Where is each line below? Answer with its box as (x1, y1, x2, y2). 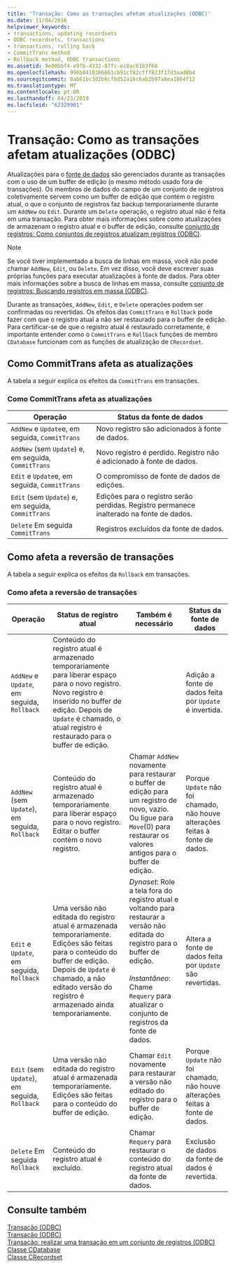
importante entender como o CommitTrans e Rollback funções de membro (7, 330, 218, 338)
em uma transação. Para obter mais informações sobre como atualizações (7, 215, 222, 223)
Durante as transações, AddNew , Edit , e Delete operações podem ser (7, 300, 204, 309)
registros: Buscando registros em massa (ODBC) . (7, 286, 149, 295)
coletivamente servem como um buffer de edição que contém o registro (7, 192, 215, 201)
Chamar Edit (129, 1050, 172, 1060)
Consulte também (7, 1204, 87, 1216)
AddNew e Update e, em (10, 424, 80, 434)
